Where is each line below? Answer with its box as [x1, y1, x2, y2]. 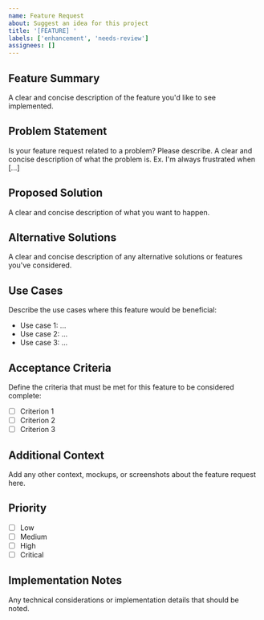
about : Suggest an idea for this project [8, 19, 149, 27]
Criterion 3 [19, 425, 56, 434]
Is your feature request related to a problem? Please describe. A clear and [8, 145, 253, 155]
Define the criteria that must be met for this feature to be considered [8, 382, 234, 392]
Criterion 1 [19, 406, 55, 416]
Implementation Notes [8, 573, 123, 587]
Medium [19, 532, 48, 541]
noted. [8, 603, 30, 613]
